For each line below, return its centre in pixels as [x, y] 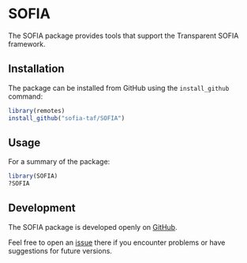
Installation [36, 69]
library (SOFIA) [33, 176]
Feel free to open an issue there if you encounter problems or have [117, 242]
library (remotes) [37, 111]
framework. [27, 43]
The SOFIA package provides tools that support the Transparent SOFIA [123, 36]
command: [26, 96]
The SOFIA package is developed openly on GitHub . [93, 227]
